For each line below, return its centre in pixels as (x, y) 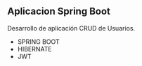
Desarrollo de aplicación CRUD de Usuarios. (71, 28)
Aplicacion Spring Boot (59, 11)
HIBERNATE (35, 49)
